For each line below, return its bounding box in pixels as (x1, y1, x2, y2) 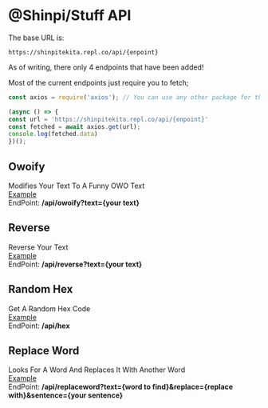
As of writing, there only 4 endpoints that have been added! (8, 62, 204, 72)
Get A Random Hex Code (8, 303, 91, 314)
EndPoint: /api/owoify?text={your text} (8, 198, 140, 207)
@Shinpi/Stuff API (8, 6, 132, 25)
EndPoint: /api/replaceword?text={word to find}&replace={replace (8, 382, 234, 392)
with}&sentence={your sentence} (8, 390, 124, 400)
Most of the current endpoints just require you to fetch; (8, 78, 189, 87)
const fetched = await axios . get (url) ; (8, 122, 141, 130)
